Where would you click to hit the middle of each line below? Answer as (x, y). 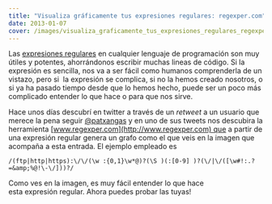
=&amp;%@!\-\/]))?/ (41, 169)
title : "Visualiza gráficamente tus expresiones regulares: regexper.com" (137, 16)
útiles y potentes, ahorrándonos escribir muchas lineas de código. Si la (127, 62)
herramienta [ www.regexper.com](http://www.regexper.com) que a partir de (136, 129)
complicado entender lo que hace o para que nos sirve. (101, 97)
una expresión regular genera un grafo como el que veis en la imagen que (132, 138)
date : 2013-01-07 (38, 23)
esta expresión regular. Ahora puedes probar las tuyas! (100, 192)
